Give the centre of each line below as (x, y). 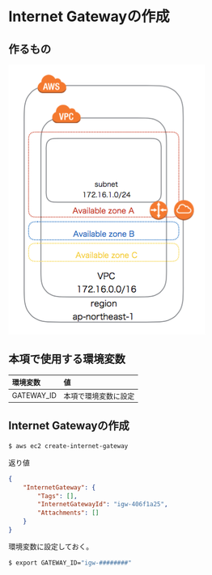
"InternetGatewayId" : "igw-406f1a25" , (103, 505)
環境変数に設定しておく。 (51, 546)
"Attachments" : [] (68, 513)
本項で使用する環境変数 (67, 359)
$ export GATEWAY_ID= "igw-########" (70, 563)
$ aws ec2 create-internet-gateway (68, 446)
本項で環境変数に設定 (99, 395)
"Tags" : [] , (58, 496)
